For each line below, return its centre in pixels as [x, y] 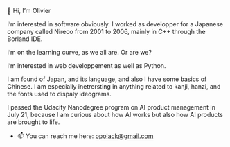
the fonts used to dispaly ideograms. [60, 94]
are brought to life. [34, 122]
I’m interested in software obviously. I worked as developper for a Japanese [115, 24]
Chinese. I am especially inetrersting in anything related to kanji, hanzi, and [114, 86]
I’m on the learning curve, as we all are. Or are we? [80, 52]
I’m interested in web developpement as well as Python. [87, 66]
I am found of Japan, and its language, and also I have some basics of [107, 79]
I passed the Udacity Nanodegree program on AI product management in [112, 107]
